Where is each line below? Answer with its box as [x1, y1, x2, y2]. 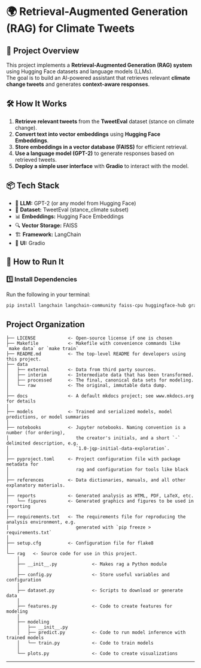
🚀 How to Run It [6, 257, 65, 267]
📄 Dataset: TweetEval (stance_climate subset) [14, 205, 129, 213]
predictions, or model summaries [6, 414, 90, 420]
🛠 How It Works [6, 99, 68, 109]
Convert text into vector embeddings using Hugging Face [14, 130, 160, 138]
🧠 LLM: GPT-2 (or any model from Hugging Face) [14, 199, 136, 207]
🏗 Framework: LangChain [14, 231, 81, 238]
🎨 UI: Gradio [14, 239, 45, 246]
